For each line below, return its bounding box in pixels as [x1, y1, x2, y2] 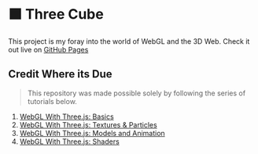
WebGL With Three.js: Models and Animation [19, 128, 165, 138]
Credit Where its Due [8, 67, 112, 81]
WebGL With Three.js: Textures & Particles [19, 120, 157, 129]
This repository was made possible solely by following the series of [27, 88, 246, 98]
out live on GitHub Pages [8, 45, 89, 54]
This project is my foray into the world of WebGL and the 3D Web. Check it [8, 36, 250, 46]
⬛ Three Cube [8, 5, 104, 23]
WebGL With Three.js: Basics [19, 112, 114, 121]
